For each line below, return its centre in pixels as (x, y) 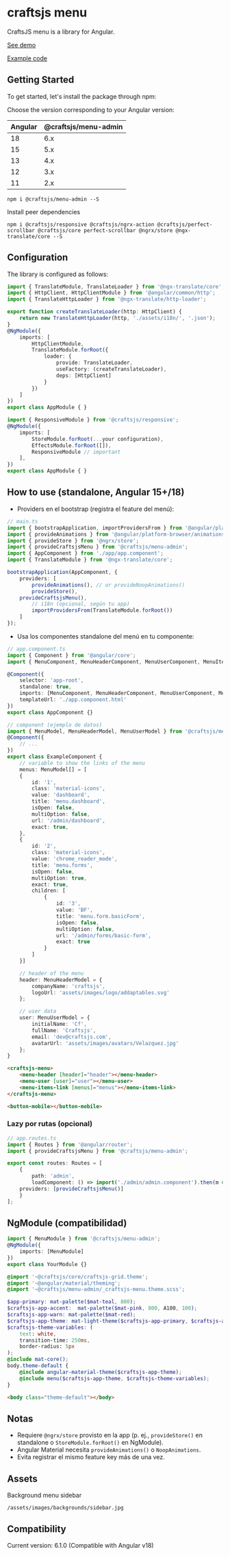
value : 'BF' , (75, 910)
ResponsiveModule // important (76, 452)
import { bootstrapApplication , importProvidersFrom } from (95, 528)
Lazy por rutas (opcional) (50, 1124)
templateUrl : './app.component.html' (73, 700)
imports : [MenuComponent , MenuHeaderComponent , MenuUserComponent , (117, 694)
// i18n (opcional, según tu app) (81, 604)
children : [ (49, 891)
